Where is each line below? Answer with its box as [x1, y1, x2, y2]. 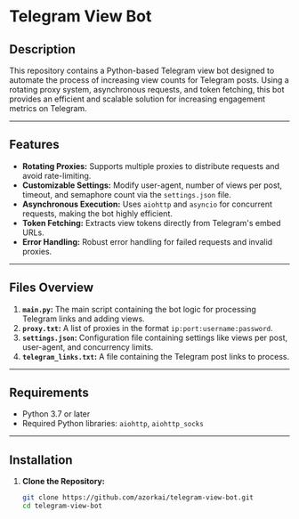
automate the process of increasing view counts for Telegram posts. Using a [9, 75, 289, 85]
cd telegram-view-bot [21, 501, 102, 511]
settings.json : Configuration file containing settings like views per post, [21, 332, 288, 343]
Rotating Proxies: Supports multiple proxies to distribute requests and [21, 160, 280, 171]
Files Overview [9, 280, 94, 296]
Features [9, 137, 60, 152]
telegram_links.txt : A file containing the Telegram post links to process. [21, 351, 290, 361]
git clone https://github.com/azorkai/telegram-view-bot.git [21, 493, 255, 502]
